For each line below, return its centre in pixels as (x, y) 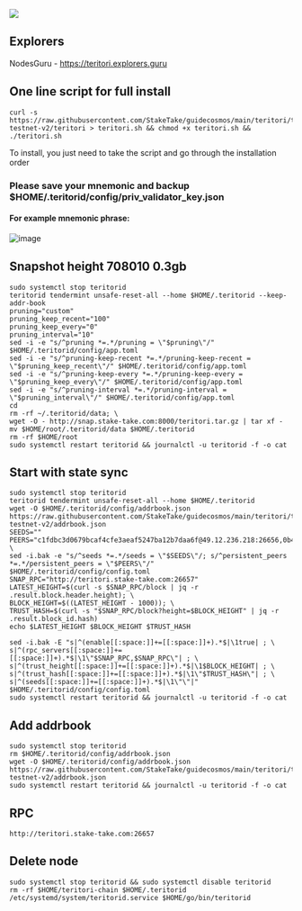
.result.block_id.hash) (54, 619)
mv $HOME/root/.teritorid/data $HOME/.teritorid (102, 429)
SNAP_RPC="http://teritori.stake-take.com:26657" (104, 580)
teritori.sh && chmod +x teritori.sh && (174, 128)
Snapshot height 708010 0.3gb (98, 267)
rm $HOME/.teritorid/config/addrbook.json (90, 754)
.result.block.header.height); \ (72, 595)
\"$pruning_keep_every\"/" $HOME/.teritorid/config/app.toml (126, 382)
